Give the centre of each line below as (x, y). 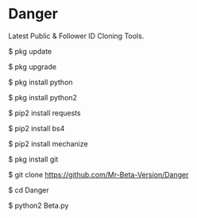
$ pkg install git (33, 159)
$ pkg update (30, 51)
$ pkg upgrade (33, 66)
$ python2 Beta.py (39, 205)
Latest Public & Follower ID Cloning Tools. (76, 36)
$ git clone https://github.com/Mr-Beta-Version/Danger (98, 174)
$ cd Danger (29, 190)
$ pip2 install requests (44, 113)
